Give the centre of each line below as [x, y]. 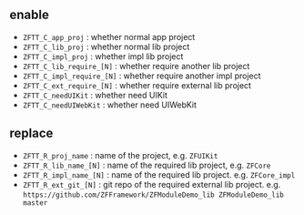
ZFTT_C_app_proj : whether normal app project [109, 36]
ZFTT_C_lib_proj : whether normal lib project [106, 46]
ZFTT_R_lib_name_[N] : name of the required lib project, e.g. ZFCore [147, 165]
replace [31, 133]
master [35, 203]
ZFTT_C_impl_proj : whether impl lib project [103, 56]
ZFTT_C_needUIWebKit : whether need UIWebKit [110, 105]
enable [30, 15]
